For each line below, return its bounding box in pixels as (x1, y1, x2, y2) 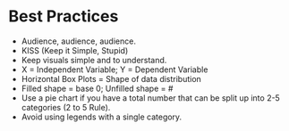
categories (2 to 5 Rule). (21, 102, 111, 112)
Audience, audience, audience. (21, 36, 136, 46)
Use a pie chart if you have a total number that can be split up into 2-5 (21, 92, 281, 103)
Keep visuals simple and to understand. (21, 54, 167, 65)
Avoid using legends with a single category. (21, 111, 183, 122)
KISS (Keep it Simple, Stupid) (21, 45, 129, 55)
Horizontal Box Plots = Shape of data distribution (21, 73, 202, 84)
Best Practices (8, 6, 119, 27)
